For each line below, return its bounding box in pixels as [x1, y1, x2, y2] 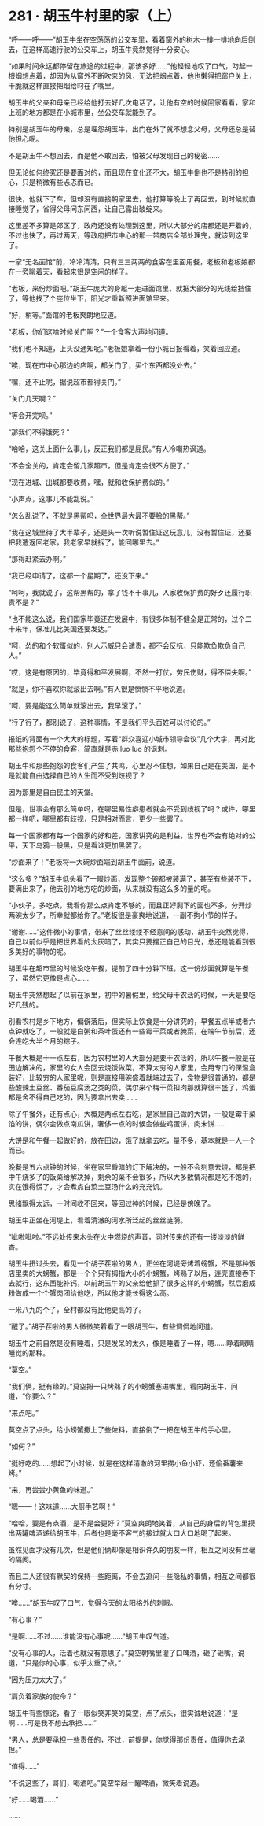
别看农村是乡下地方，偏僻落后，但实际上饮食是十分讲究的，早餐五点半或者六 [8, 1016, 256, 1026]
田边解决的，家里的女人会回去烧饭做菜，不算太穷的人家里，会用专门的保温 [8, 1063, 249, 1072]
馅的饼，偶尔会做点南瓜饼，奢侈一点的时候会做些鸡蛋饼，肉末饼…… [8, 1118, 227, 1128]
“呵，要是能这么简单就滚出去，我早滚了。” [8, 700, 142, 710]
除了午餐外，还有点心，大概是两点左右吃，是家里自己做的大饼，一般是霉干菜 [8, 1109, 256, 1118]
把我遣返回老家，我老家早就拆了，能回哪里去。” [8, 537, 159, 547]
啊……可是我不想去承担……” [8, 1717, 97, 1728]
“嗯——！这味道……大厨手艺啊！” [8, 1501, 116, 1511]
